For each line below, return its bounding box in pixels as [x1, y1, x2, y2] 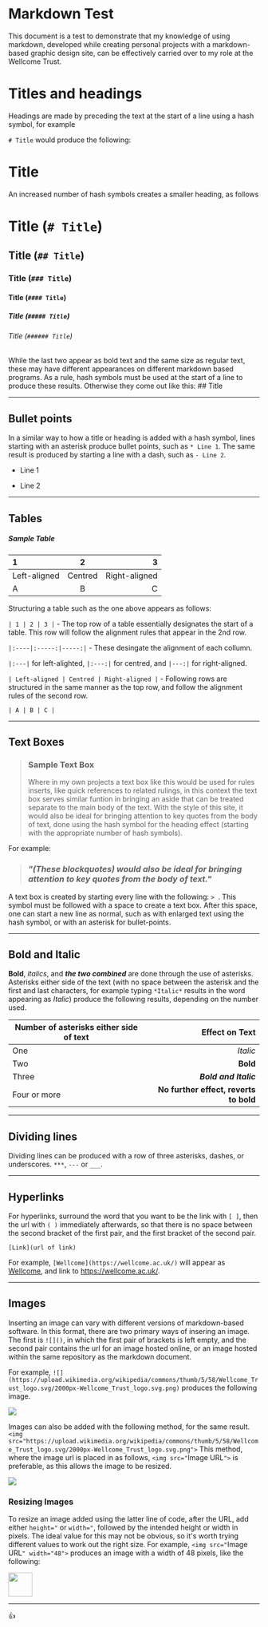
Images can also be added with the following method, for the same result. [8, 1422, 250, 1431]
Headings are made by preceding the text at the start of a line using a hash [8, 111, 254, 121]
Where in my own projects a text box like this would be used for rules [27, 778, 255, 787]
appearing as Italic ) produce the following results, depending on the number [8, 995, 259, 1004]
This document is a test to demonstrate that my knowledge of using [8, 31, 231, 41]
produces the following [181, 1383, 258, 1392]
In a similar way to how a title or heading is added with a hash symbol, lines [8, 433, 255, 443]
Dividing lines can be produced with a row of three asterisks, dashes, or [8, 1151, 245, 1161]
